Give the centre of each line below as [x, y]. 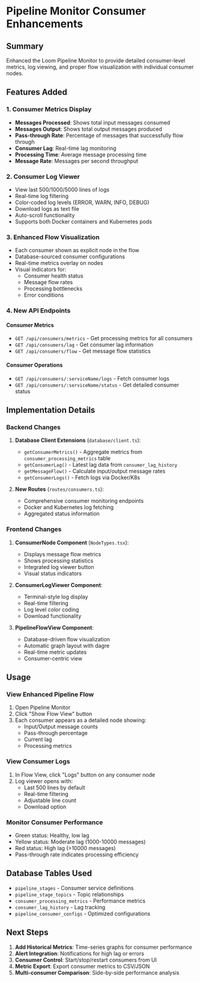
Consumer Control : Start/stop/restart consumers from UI [86, 960]
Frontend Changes [34, 529]
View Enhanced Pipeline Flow [50, 694]
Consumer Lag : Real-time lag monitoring [65, 148]
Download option [45, 806]
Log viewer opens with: [44, 781]
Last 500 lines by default [54, 788]
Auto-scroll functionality [45, 215]
